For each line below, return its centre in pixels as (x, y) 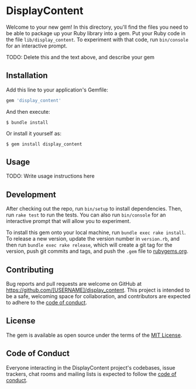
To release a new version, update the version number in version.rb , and (93, 239)
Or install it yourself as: (34, 133)
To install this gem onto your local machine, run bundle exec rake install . (96, 232)
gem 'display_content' (34, 100)
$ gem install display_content (44, 144)
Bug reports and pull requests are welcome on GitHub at (74, 284)
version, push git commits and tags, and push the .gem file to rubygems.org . (97, 251)
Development (31, 194)
